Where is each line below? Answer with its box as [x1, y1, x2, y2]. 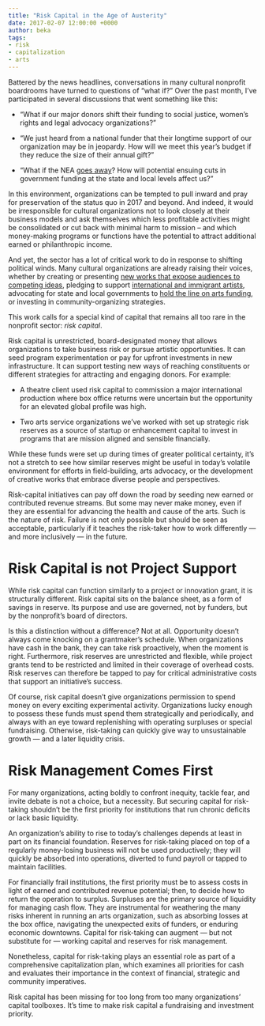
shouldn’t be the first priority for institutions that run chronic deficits [30, 805, 251, 814]
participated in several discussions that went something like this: [8, 94, 218, 104]
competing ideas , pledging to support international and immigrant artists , [8, 280, 245, 290]
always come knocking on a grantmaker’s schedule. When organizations [8, 634, 244, 644]
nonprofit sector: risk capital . [8, 320, 103, 330]
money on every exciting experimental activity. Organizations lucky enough [8, 700, 252, 710]
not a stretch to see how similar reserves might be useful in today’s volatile [8, 457, 251, 467]
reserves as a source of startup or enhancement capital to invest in [19, 425, 238, 435]
